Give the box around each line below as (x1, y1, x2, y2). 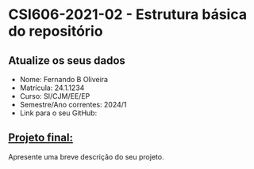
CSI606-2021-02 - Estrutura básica (8, 6, 248, 24)
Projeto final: (8, 131, 74, 145)
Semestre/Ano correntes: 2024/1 (19, 100, 127, 109)
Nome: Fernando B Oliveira (19, 75, 109, 84)
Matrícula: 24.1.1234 (19, 83, 85, 92)
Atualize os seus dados (8, 54, 125, 67)
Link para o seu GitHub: (19, 108, 98, 118)
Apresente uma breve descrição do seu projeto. (8, 152, 164, 161)
